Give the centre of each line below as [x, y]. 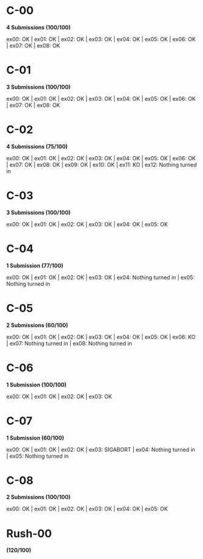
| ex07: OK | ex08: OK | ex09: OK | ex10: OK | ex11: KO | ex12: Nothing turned [101, 164]
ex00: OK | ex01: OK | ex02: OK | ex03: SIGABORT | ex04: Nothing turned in [101, 449]
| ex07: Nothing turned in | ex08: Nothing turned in [69, 343]
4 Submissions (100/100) [38, 27]
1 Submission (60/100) [35, 438]
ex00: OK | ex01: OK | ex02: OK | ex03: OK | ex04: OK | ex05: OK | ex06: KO [101, 337]
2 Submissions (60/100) [37, 325]
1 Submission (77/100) [35, 265]
